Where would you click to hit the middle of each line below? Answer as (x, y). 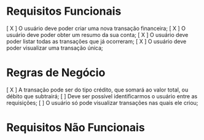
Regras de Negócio (56, 73)
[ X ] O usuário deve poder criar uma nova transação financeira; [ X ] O (96, 28)
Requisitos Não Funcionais (76, 128)
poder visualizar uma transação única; (55, 48)
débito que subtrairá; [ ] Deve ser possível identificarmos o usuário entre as (102, 96)
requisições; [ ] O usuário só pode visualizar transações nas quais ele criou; (102, 103)
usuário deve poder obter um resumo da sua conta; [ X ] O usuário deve (97, 34)
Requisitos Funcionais (64, 11)
